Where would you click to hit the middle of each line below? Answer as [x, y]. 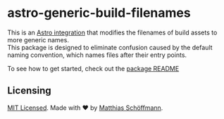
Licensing [29, 90]
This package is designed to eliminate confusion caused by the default [110, 47]
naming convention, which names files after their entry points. [97, 55]
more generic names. [38, 39]
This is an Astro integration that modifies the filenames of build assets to [112, 32]
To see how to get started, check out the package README [93, 68]
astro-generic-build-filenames [99, 13]
